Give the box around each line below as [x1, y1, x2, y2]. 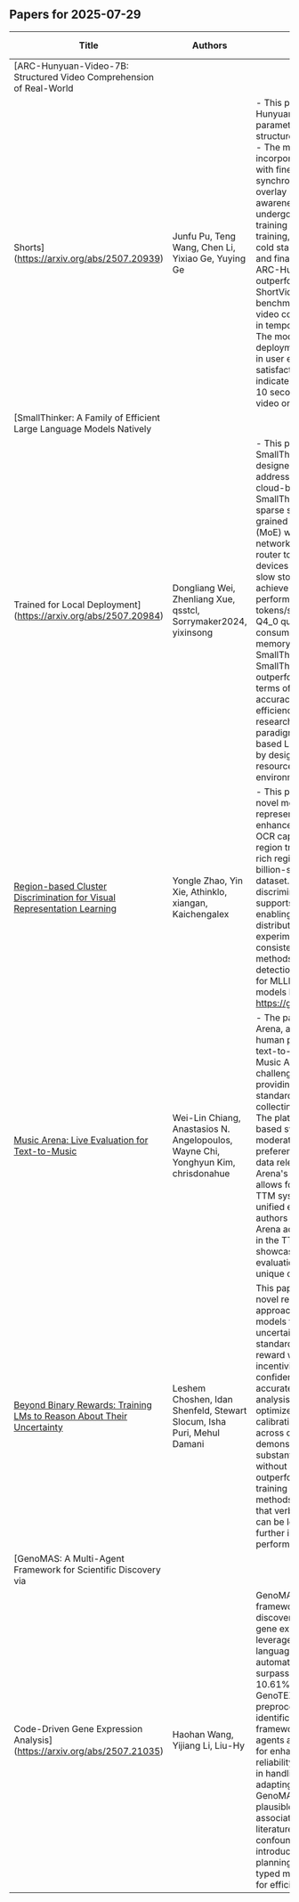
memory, [255, 637, 294, 649]
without [255, 1459, 287, 1472]
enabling [255, 907, 292, 920]
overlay [255, 185, 287, 198]
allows [255, 1178, 283, 1191]
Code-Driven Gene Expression [13, 1722, 143, 1735]
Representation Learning [13, 902, 117, 914]
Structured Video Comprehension [13, 70, 154, 83]
